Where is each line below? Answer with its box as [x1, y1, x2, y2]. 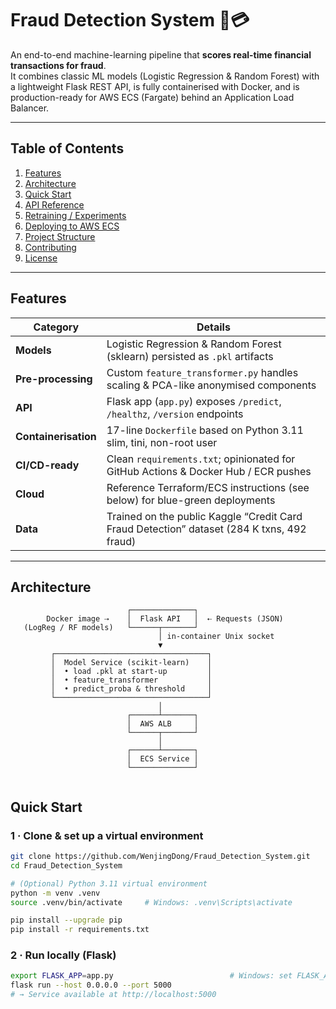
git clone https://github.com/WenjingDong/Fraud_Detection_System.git [10, 852, 311, 862]
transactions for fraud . [10, 59, 107, 71]
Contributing [24, 241, 77, 253]
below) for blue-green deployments [106, 493, 276, 507]
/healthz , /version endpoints [106, 407, 244, 421]
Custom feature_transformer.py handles [106, 365, 299, 379]
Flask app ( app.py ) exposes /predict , [106, 394, 282, 408]
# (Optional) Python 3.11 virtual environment [10, 878, 208, 889]
